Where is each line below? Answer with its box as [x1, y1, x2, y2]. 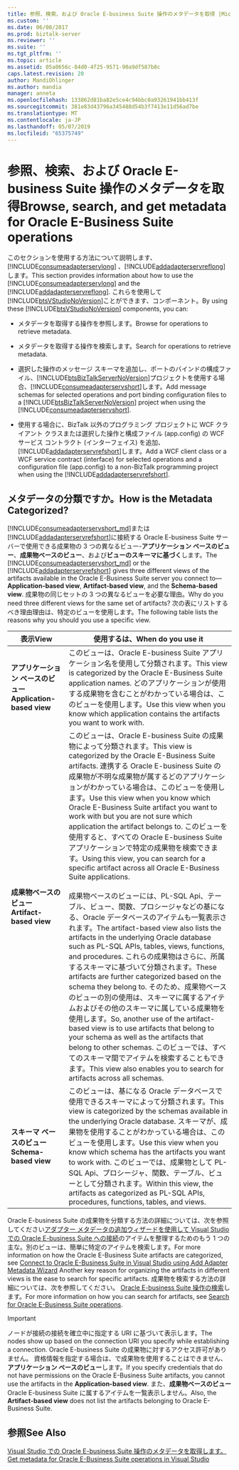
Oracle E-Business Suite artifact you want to [68, 802, 218, 812]
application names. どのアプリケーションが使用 [68, 678, 226, 688]
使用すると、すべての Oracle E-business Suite [68, 832, 223, 842]
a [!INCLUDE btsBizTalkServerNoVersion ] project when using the [17, 398, 206, 407]
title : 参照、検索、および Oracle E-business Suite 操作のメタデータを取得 [7, 10, 216, 18]
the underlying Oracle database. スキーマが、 [68, 1117, 221, 1127]
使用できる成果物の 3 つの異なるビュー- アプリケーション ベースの [26, 542, 218, 551]
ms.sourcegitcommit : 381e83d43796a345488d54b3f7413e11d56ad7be [7, 103, 199, 110]
